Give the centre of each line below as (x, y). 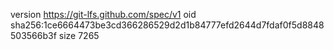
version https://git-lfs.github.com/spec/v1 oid (103, 14)
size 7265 (79, 35)
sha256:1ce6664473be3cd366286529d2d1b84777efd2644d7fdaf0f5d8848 (167, 25)
